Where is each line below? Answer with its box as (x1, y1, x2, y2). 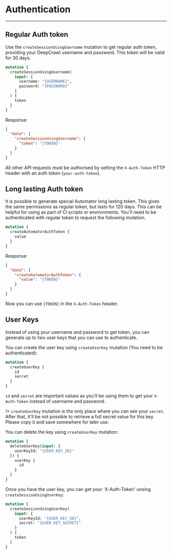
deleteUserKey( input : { (10, 443, 60, 449)
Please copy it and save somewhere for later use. (5, 419, 110, 425)
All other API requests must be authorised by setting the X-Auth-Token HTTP (5, 164, 165, 171)
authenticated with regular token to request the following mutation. (5, 215, 146, 221)
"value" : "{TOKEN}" (18, 277, 60, 282)
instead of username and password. (29, 398, 106, 404)
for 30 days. (5, 55, 31, 61)
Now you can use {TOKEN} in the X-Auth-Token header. (5, 301, 119, 307)
